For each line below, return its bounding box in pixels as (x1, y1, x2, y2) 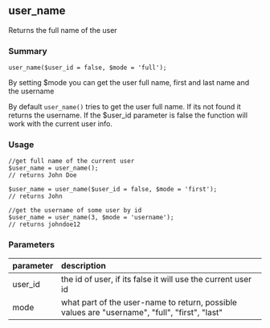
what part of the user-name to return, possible (61, 297, 237, 308)
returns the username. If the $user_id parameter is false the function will (8, 110, 247, 121)
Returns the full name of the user (8, 25, 118, 35)
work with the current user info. (8, 119, 112, 129)
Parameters (8, 239, 55, 250)
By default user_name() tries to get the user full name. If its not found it (8, 102, 241, 112)
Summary (8, 45, 48, 56)
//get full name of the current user (8, 158, 135, 166)
